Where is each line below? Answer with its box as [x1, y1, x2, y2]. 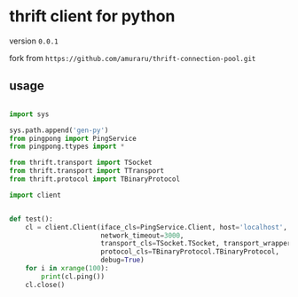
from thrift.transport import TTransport [9, 167, 165, 176]
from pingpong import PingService [9, 134, 137, 143]
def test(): [9, 215, 53, 223]
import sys [9, 109, 50, 119]
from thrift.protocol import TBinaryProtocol [9, 175, 180, 184]
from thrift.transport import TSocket [9, 158, 153, 168]
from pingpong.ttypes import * [9, 142, 125, 152]
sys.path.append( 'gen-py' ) [9, 126, 109, 135]
